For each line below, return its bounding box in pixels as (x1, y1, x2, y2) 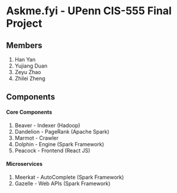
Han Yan (14, 56, 36, 63)
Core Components (6, 108, 52, 115)
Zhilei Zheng (14, 75, 46, 82)
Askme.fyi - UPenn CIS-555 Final (6, 4, 172, 18)
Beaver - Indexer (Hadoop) (14, 121, 81, 128)
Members (6, 40, 43, 50)
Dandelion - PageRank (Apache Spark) (14, 128, 110, 135)
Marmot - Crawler (14, 134, 59, 141)
